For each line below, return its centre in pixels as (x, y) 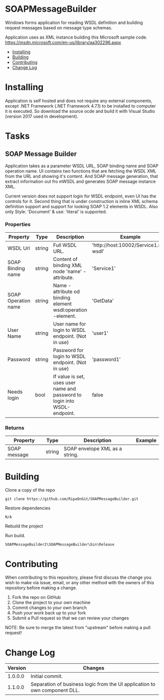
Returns (15, 428)
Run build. (15, 536)
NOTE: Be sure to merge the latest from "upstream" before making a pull (78, 628)
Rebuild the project (24, 526)
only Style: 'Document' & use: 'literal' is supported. (56, 212)
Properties (18, 224)
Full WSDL (65, 245)
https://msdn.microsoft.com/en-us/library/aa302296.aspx (63, 42)
